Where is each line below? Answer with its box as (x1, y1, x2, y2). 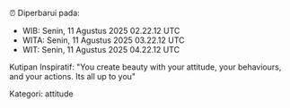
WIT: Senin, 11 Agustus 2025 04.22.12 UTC (22, 45, 180, 54)
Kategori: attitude (9, 88, 74, 99)
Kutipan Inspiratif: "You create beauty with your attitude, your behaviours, (9, 62, 282, 72)
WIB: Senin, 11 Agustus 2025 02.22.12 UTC (22, 26, 180, 36)
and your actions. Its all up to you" (9, 71, 136, 81)
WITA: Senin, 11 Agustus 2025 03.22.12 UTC (22, 35, 185, 46)
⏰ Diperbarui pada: (9, 8, 81, 18)
